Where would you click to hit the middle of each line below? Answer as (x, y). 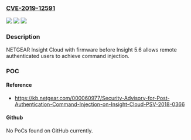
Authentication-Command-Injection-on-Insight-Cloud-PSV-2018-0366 (100, 104)
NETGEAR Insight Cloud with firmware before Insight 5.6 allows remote (91, 49)
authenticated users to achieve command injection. (68, 56)
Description (23, 37)
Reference (19, 85)
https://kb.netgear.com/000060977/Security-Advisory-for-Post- (92, 98)
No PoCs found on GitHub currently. (50, 131)
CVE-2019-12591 (31, 8)
